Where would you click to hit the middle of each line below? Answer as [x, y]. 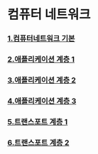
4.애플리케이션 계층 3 [42, 101]
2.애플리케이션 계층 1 [41, 60]
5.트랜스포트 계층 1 [38, 121]
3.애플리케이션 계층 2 [42, 80]
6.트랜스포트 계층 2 [38, 143]
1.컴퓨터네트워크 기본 [41, 38]
